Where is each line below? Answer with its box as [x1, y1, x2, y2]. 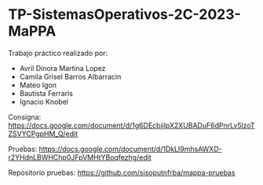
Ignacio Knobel [19, 97, 69, 106]
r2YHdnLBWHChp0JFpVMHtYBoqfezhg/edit [8, 152, 152, 162]
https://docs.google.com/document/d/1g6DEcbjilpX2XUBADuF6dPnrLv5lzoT [8, 120, 255, 130]
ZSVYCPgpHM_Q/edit [8, 128, 79, 139]
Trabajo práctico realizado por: [8, 48, 108, 57]
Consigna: [8, 112, 42, 121]
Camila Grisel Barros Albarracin [19, 72, 122, 81]
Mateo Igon [19, 80, 57, 90]
